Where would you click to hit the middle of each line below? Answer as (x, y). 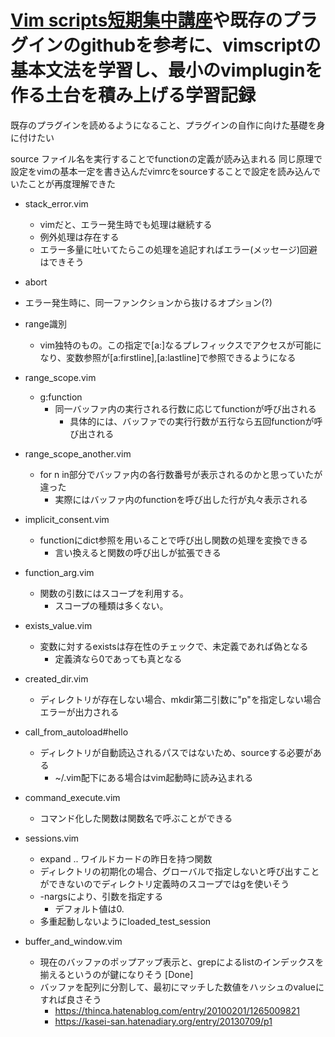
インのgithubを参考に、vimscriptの (175, 45)
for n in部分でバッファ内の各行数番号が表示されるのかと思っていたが (181, 474)
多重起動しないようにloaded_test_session (125, 921)
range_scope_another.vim (78, 453)
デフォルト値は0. (89, 908)
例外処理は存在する (79, 237)
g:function (61, 397)
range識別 (45, 323)
